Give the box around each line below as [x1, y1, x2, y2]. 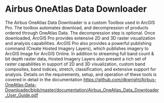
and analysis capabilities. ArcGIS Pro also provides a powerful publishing [5, 40, 152, 46]
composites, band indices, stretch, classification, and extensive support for [5, 66, 156, 72]
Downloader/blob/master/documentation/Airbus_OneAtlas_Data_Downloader [5, 87, 159, 93]
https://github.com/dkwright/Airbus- [83, 77, 157, 82]
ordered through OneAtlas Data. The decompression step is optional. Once [5, 30, 155, 36]
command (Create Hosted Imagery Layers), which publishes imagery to [5, 45, 149, 51]
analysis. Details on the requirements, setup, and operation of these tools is [5, 71, 157, 77]
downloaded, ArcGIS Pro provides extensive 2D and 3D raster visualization [5, 35, 155, 41]
